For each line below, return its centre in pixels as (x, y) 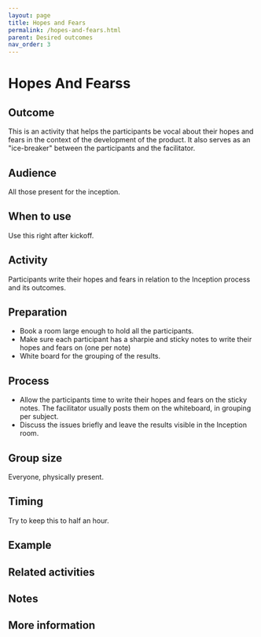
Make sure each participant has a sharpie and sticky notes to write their (136, 340)
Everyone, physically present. (56, 477)
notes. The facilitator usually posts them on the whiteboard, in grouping (135, 408)
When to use (40, 217)
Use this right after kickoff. (51, 235)
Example (30, 545)
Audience (33, 173)
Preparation (38, 312)
